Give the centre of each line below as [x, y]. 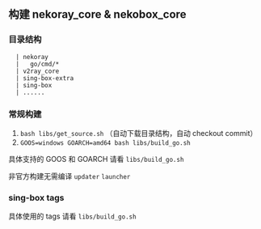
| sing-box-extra [45, 78]
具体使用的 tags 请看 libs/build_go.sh [72, 216]
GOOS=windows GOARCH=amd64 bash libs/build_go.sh [105, 143]
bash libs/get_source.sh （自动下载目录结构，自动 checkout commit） [139, 133]
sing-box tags [36, 197]
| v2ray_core [38, 71]
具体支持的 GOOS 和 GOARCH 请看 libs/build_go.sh [96, 159]
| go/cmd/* [38, 64]
